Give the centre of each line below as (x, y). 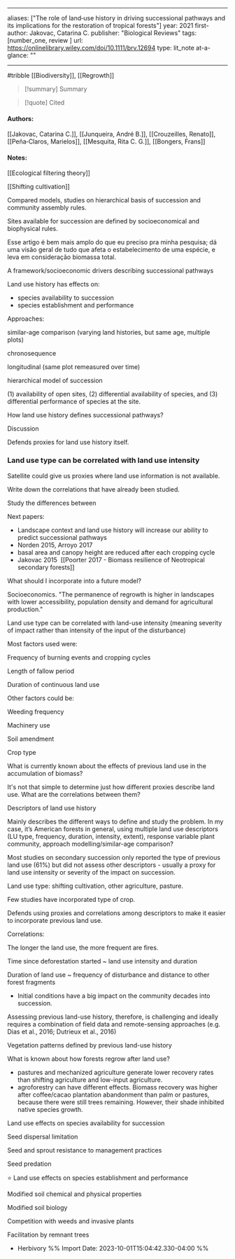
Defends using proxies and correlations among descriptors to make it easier (116, 913)
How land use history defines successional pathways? (85, 415)
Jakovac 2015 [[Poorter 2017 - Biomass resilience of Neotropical (111, 559)
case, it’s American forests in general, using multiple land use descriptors (113, 829)
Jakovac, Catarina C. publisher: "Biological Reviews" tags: (113, 33)
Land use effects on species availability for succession (86, 1123)
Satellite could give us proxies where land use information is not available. (114, 475)
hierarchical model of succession (55, 381)
